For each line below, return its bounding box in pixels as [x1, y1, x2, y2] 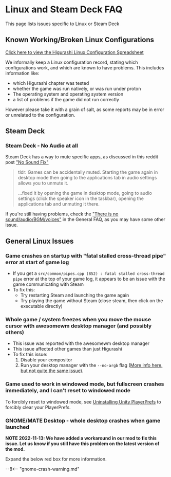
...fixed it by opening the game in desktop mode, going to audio [17, 190, 153, 196]
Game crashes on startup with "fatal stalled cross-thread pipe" [5, 252, 166, 259]
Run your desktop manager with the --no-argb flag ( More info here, [20, 362, 163, 369]
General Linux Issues [5, 236, 74, 245]
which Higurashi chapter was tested [12, 80, 89, 86]
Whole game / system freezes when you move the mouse [5, 316, 151, 323]
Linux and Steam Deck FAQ [5, 4, 123, 15]
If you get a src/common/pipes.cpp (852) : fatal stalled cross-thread [12, 270, 165, 277]
